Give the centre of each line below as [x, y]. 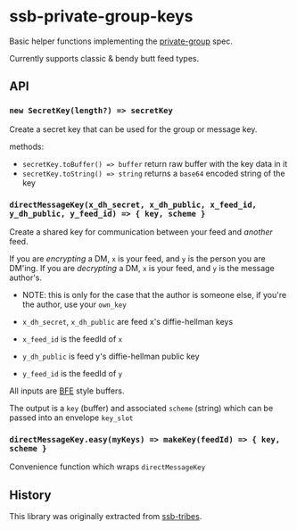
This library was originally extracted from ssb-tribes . [106, 517]
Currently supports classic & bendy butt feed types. [104, 58]
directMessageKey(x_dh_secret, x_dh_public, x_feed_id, [133, 204]
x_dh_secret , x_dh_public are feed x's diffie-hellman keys [128, 321]
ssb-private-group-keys [101, 17]
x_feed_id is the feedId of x [72, 339]
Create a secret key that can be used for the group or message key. [133, 129]
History [30, 495]
